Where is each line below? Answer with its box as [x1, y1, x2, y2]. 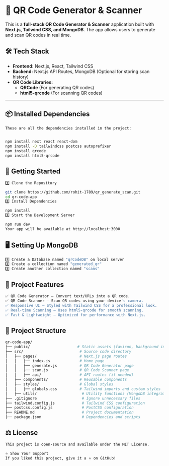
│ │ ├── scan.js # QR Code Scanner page [5, 368, 129, 373]
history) [12, 74, 29, 80]
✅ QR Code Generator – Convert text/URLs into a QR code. [5, 294, 130, 299]
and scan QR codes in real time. [5, 32, 71, 38]
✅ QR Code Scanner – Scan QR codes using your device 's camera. [5, 298, 144, 303]
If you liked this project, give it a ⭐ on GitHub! [5, 455, 117, 460]
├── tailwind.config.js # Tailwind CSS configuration [5, 401, 145, 406]
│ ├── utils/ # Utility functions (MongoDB [5, 391, 145, 396]
